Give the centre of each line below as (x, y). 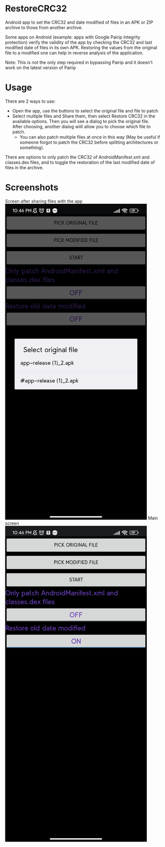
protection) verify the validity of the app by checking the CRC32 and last (79, 42)
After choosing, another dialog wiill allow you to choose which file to (82, 126)
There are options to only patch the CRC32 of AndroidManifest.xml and (77, 157)
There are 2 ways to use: (30, 101)
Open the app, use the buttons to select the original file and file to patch (85, 111)
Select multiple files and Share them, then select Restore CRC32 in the (84, 116)
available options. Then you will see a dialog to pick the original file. (81, 121)
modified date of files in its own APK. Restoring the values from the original (81, 47)
